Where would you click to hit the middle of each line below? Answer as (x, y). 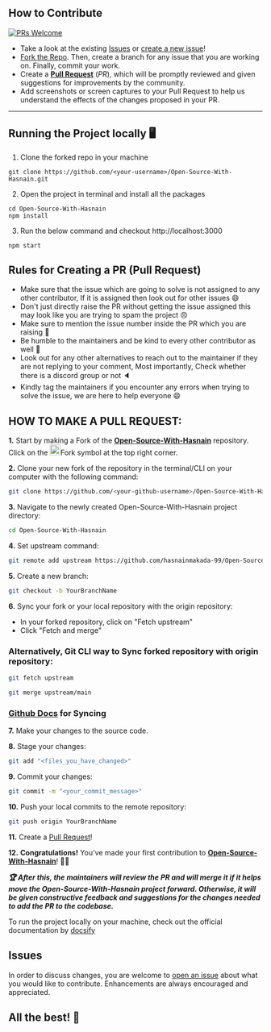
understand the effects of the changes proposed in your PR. (120, 99)
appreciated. (29, 992)
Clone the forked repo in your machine (84, 157)
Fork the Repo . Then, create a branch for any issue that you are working (140, 56)
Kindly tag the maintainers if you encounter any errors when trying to (135, 387)
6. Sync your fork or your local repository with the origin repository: (121, 606)
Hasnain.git (28, 179)
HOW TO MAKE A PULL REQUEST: (95, 421)
